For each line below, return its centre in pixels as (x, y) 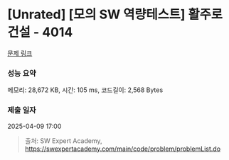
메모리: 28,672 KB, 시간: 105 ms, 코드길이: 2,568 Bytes (85, 90)
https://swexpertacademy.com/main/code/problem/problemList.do (123, 149)
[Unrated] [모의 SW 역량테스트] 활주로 (115, 15)
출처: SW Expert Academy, (63, 141)
